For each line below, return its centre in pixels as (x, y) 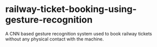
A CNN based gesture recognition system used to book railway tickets (79, 33)
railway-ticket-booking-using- (71, 9)
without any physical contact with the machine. (55, 39)
